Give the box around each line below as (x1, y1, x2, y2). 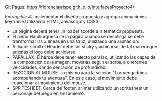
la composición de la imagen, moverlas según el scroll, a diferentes (12, 60, 147, 65)
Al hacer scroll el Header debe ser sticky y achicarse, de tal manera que (12, 44, 158, 49)
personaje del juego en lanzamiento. (12, 90, 85, 96)
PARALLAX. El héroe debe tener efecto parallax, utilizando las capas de (12, 54, 156, 60)
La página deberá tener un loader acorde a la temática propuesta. (12, 28, 144, 34)
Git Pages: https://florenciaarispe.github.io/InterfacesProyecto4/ (5, 4, 135, 10)
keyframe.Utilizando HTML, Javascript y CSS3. (5, 19, 100, 24)
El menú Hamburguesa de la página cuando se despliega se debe (12, 34, 144, 39)
